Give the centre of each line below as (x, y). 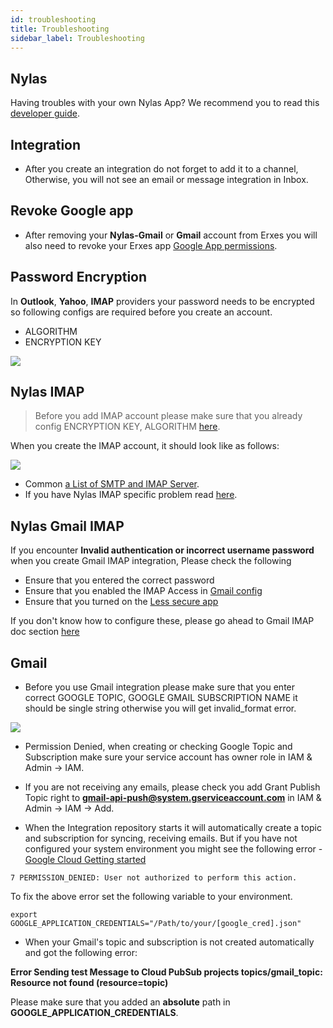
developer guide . (45, 113)
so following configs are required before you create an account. (141, 312)
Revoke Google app (72, 211)
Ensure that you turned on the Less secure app (121, 602)
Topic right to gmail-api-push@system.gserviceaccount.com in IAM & (173, 798)
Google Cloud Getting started (85, 860)
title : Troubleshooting (60, 29)
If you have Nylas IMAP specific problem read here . (131, 495)
